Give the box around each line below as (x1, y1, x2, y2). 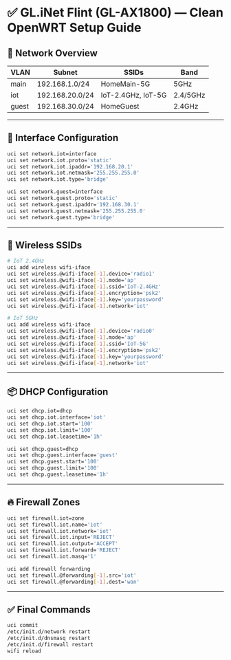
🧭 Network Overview (7, 47, 98, 59)
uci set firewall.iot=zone (7, 514, 85, 522)
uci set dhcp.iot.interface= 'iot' (7, 414, 107, 421)
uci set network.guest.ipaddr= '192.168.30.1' (7, 201, 140, 208)
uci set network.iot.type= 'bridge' (7, 176, 109, 183)
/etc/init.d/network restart (7, 628, 91, 635)
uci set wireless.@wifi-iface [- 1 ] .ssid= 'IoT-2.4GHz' (7, 283, 162, 290)
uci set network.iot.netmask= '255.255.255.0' (7, 170, 140, 177)
